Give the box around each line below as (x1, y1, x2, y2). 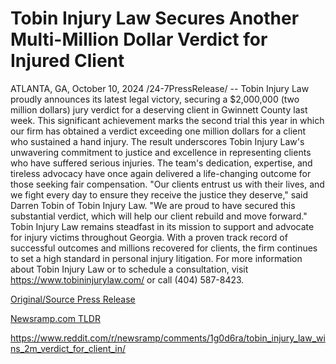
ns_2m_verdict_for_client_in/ (10, 342, 127, 354)
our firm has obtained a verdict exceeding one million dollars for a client (10, 125, 307, 137)
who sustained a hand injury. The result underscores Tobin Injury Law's (10, 135, 305, 147)
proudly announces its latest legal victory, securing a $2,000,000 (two (10, 93, 300, 105)
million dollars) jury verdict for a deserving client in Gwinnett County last (10, 103, 308, 116)
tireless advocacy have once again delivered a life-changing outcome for (10, 167, 312, 179)
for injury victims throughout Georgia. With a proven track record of (10, 231, 288, 243)
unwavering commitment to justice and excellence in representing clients (10, 146, 312, 158)
